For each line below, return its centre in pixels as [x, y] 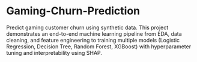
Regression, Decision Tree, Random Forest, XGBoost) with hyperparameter [98, 46]
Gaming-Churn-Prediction [73, 11]
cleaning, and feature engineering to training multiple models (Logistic [93, 40]
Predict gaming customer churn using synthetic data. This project [87, 27]
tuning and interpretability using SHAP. [54, 52]
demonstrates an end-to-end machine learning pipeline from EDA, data [94, 33]
